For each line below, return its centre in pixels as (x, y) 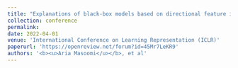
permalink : (23, 27)
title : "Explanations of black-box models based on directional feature (117, 14)
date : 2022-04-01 (33, 34)
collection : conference (42, 21)
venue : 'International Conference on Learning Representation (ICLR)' (114, 40)
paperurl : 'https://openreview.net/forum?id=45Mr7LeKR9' (93, 47)
